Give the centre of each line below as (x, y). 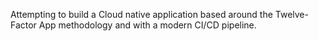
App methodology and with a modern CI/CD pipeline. (147, 25)
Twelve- (291, 14)
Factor (23, 25)
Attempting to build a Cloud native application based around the (141, 14)
